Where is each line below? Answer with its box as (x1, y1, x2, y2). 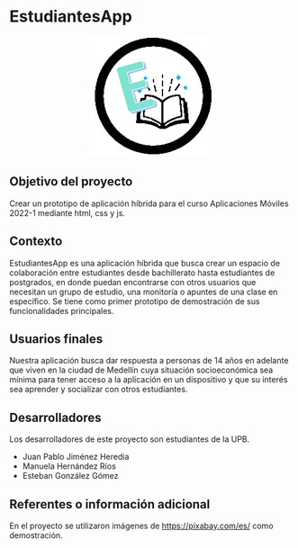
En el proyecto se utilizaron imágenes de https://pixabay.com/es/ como (9, 520, 274, 531)
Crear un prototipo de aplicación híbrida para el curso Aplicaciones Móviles (9, 198, 290, 209)
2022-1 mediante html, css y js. (9, 207, 126, 218)
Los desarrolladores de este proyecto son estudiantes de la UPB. (9, 434, 250, 445)
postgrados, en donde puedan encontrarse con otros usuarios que (9, 276, 257, 287)
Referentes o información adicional (9, 497, 211, 512)
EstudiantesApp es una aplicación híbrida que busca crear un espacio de (9, 257, 281, 268)
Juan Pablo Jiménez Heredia (22, 452, 130, 463)
